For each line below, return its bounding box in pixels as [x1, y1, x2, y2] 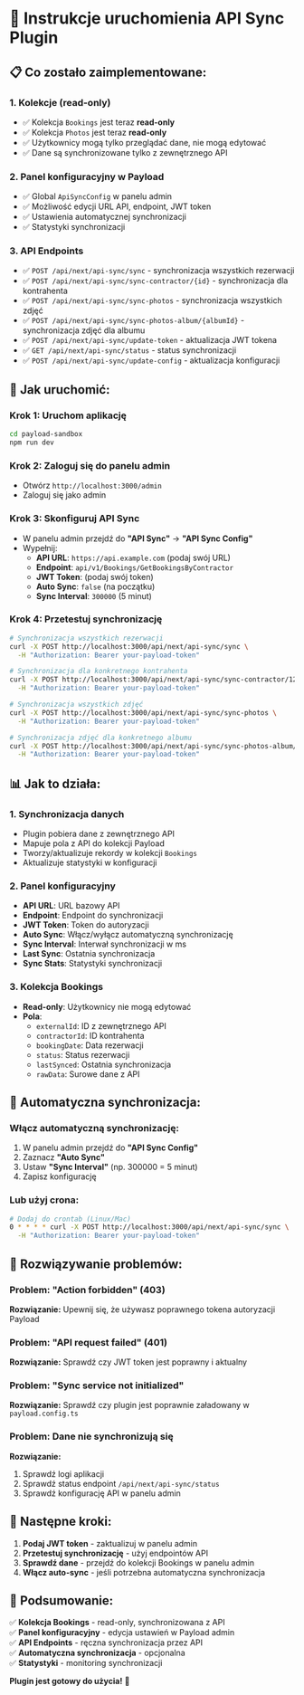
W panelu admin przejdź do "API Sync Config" [22, 1142, 199, 1153]
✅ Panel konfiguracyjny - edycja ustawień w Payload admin [9, 1627, 235, 1638]
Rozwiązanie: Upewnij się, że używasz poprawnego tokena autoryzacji [9, 1303, 276, 1315]
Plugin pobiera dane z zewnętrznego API [22, 828, 175, 839]
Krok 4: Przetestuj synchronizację [9, 613, 163, 625]
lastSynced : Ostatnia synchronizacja [35, 1059, 172, 1070]
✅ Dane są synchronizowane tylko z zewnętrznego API [22, 147, 228, 157]
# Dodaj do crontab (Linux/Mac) [9, 1214, 131, 1224]
